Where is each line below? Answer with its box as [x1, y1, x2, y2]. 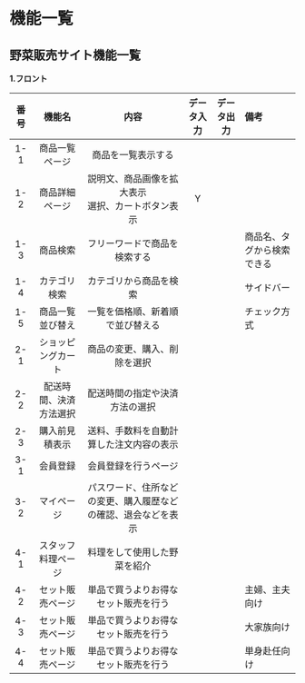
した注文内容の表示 [96, 438, 179, 450]
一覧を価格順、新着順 [87, 305, 179, 318]
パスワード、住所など [87, 481, 179, 493]
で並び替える [105, 319, 161, 332]
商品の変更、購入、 [87, 342, 170, 355]
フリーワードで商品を [87, 237, 179, 250]
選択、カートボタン [87, 200, 170, 212]
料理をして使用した [87, 546, 170, 559]
